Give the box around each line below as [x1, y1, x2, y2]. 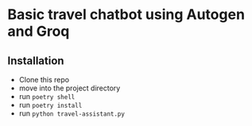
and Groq [7, 22, 70, 40]
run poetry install [18, 101, 83, 109]
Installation [7, 54, 64, 67]
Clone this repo [18, 75, 69, 84]
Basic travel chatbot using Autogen [7, 6, 246, 24]
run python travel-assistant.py [18, 109, 125, 118]
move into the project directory [18, 83, 121, 93]
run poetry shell [18, 92, 76, 101]
